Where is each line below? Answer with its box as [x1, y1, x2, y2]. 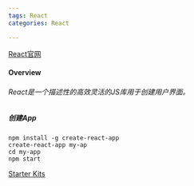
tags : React [8, 11, 48, 20]
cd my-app [8, 148, 42, 156]
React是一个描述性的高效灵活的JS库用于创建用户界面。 [8, 87, 190, 97]
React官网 [8, 49, 42, 58]
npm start [8, 155, 42, 163]
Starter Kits [8, 168, 46, 178]
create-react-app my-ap [8, 140, 88, 148]
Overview [8, 68, 42, 77]
